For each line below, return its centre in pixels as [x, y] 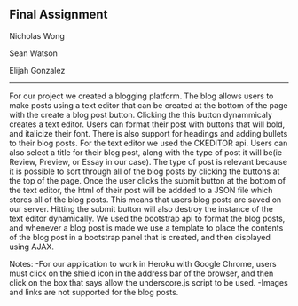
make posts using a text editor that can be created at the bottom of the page [149, 105]
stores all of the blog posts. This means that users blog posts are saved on [145, 200]
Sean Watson [33, 53]
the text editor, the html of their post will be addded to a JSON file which [141, 190]
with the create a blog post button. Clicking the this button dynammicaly [141, 114]
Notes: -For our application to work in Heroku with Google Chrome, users [143, 263]
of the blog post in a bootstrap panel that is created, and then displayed [140, 237]
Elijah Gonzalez [37, 70]
